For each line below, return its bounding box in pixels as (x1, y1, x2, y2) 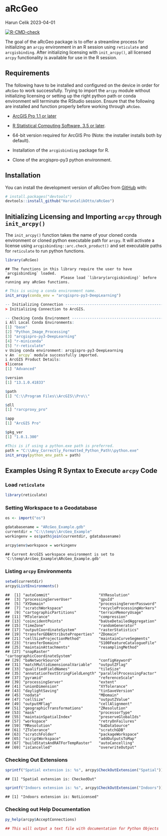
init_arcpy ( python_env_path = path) (5, 453, 81, 458)
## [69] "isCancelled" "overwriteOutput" (5, 744, 137, 750)
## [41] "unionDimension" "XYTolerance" (5, 684, 128, 689)
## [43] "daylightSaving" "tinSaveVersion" (5, 688, 135, 693)
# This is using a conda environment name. (5, 288, 97, 293)
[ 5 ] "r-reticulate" (5, 343, 46, 348)
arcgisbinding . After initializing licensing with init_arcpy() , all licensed (5, 49, 152, 55)
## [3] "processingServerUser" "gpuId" (5, 597, 114, 602)
